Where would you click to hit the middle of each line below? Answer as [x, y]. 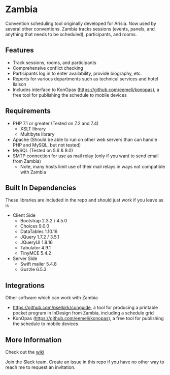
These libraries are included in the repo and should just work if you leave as [84, 200]
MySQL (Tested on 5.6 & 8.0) [43, 150]
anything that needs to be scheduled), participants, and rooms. [71, 34]
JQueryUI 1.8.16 [37, 242]
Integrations [25, 285]
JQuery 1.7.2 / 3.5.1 [40, 237]
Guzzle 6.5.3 [33, 269]
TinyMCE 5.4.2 [36, 253]
